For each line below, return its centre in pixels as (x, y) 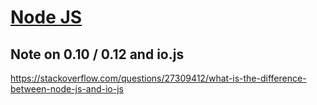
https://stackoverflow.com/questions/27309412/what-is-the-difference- (158, 78)
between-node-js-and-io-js (67, 89)
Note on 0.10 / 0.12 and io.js (97, 54)
